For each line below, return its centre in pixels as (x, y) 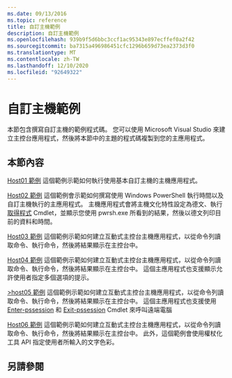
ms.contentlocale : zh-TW (43, 59)
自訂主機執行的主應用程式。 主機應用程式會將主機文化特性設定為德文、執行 (115, 204)
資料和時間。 (38, 221)
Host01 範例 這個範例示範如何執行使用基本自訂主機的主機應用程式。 (105, 181)
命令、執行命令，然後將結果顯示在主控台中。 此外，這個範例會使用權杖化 (118, 333)
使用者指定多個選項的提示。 (53, 277)
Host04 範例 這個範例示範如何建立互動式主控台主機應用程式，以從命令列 (111, 260)
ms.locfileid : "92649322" (45, 72)
